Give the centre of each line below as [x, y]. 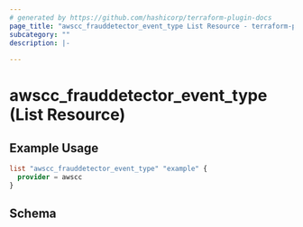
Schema [33, 214]
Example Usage [54, 148]
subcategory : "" [40, 34]
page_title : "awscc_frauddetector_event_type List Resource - [129, 26]
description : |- [40, 43]
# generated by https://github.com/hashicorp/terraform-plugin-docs [141, 18]
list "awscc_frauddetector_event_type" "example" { [108, 169]
